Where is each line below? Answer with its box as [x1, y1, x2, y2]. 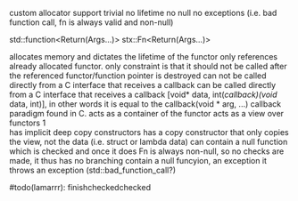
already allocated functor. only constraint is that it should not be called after [9, 61, 287, 71]
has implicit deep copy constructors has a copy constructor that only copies [9, 127, 289, 137]
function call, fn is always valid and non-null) [9, 17, 174, 28]
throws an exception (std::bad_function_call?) [9, 165, 177, 175]
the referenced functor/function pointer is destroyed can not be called [9, 70, 267, 81]
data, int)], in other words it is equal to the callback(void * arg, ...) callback [9, 99, 282, 109]
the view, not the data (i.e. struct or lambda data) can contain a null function [9, 137, 288, 147]
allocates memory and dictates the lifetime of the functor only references [9, 52, 278, 61]
